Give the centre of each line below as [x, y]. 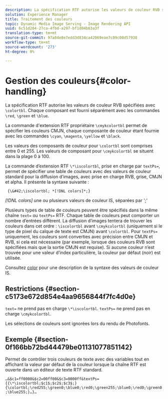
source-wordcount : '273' [31, 47]
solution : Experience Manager [37, 14]
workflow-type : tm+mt [28, 42]
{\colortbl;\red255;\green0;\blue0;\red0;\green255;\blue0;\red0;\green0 [84, 388]
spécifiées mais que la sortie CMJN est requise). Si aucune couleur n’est [80, 247]
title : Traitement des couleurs [39, 19]
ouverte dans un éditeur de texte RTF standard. [54, 370]
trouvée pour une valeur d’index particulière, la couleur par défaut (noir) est [83, 252]
